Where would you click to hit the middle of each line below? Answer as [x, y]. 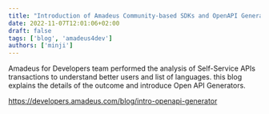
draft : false [30, 31]
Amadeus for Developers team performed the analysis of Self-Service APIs [132, 68]
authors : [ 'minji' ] [41, 46]
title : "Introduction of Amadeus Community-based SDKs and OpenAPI [123, 16]
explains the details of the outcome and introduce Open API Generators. [127, 86]
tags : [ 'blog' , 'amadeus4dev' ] [60, 38]
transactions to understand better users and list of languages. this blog [125, 77]
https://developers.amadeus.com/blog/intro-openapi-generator [113, 101]
